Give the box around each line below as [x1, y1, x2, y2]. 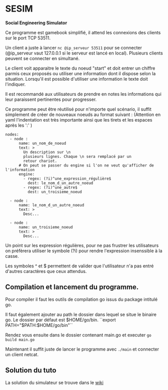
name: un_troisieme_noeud [18, 225, 73, 230]
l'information [5, 167, 35, 172]
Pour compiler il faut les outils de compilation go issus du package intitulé [5, 296, 158, 302]
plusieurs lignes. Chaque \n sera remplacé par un [23, 154, 132, 159]
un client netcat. [5, 351, 39, 357]
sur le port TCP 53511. [5, 35, 51, 41]
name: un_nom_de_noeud [18, 141, 66, 146]
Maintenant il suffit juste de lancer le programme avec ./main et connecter [5, 346, 159, 352]
